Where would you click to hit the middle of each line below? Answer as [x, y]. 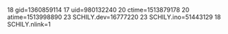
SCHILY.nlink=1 [29, 24]
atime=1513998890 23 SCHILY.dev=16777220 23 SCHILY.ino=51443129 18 [114, 17]
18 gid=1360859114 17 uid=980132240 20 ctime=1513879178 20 [98, 10]
